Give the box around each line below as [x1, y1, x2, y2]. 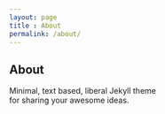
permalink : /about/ [9, 29, 82, 38]
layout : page [9, 12, 58, 22]
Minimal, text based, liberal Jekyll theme [9, 86, 157, 96]
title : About [9, 21, 62, 30]
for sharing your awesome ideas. [9, 95, 130, 106]
